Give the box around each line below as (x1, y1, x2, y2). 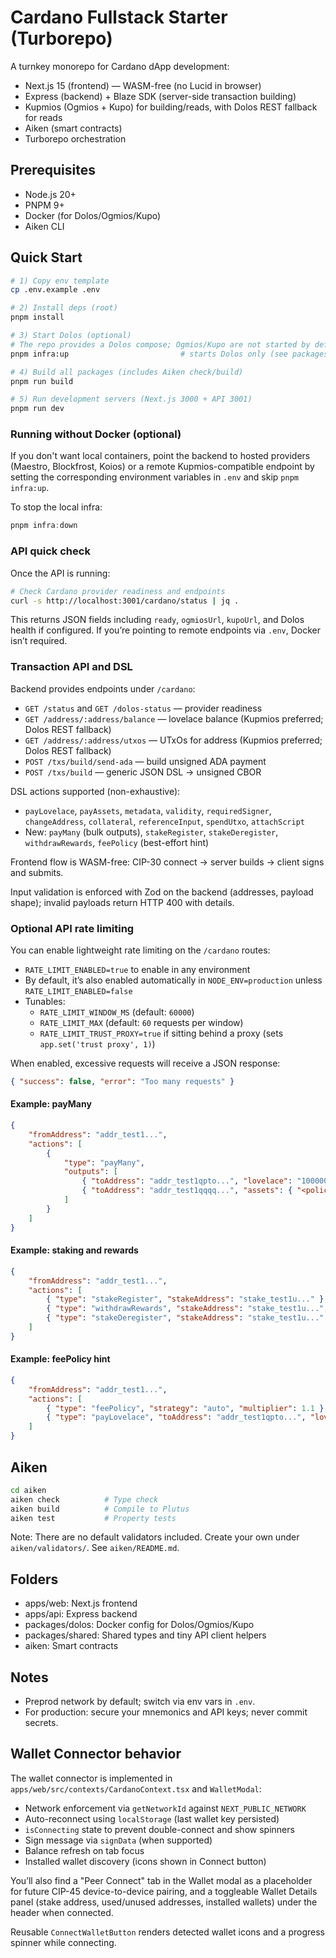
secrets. (24, 1717, 59, 1729)
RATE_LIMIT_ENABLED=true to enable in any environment (24, 964, 251, 975)
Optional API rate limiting (10, 921, 135, 935)
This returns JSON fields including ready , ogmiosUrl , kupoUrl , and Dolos (10, 614, 305, 626)
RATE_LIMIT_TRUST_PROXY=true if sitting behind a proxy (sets (39, 1027, 284, 1039)
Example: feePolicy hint (10, 1353, 111, 1365)
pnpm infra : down (10, 521, 78, 531)
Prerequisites (10, 162, 96, 179)
